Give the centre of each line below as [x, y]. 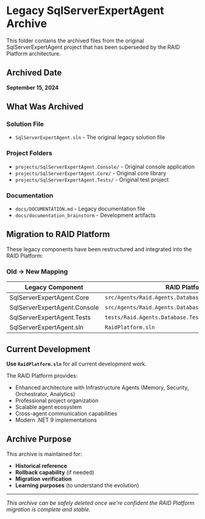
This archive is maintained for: [44, 454]
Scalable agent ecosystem [49, 407]
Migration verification [43, 479]
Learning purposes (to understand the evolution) [77, 485]
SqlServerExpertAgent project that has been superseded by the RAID [93, 47]
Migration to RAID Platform [58, 234]
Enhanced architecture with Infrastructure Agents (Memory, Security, [102, 387]
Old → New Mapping [37, 271]
